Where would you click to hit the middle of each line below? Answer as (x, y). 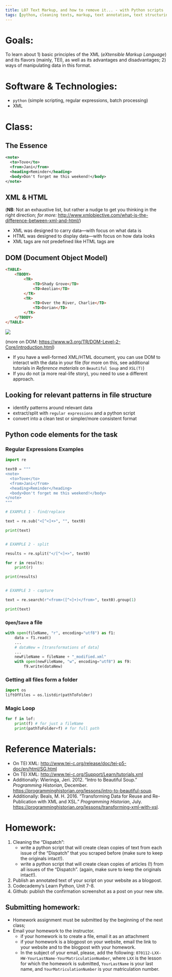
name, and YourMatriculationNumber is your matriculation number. (90, 969)
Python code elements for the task (61, 434)
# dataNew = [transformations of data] (57, 647)
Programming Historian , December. (50, 785)
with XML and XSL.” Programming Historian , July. (90, 801)
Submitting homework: (43, 907)
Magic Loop (20, 709)
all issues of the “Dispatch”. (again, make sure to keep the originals (91, 869)
